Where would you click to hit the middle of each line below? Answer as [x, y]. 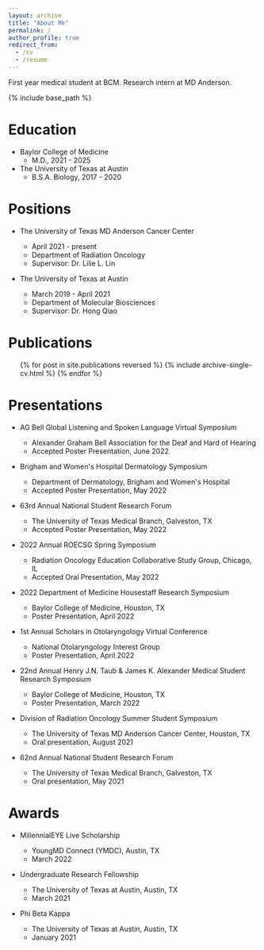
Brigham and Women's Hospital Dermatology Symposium [113, 466]
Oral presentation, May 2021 [78, 781]
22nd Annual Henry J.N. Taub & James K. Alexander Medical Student [132, 670]
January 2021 [54, 937]
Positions [40, 209]
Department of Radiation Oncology [88, 255]
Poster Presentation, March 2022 [86, 703]
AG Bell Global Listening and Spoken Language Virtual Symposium [128, 427]
